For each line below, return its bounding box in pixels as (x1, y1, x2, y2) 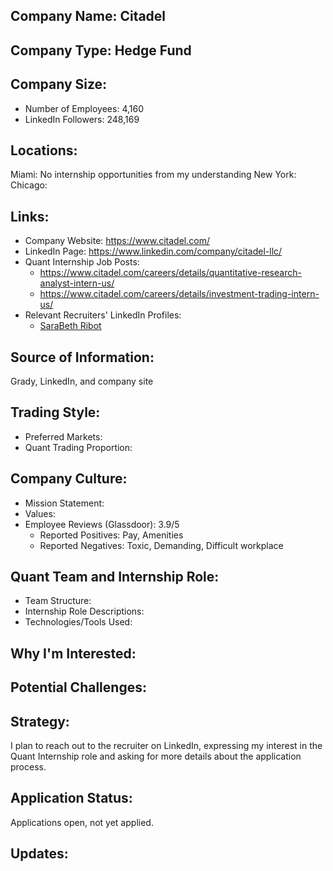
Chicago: (10, 179, 48, 191)
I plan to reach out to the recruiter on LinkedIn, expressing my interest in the (10, 740, 323, 752)
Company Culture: (10, 470, 128, 488)
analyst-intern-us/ (39, 277, 115, 289)
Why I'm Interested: (10, 645, 137, 662)
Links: (10, 208, 50, 225)
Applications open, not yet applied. (10, 816, 154, 828)
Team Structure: (24, 595, 92, 607)
